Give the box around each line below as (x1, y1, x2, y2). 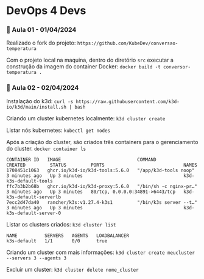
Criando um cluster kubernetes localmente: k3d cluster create (6, 114, 166, 122)
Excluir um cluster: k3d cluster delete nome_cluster (6, 266, 139, 273)
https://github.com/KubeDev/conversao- (77, 40, 178, 46)
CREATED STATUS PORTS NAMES (6, 162, 198, 168)
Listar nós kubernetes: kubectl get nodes (6, 126, 111, 134)
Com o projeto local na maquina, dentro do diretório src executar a (6, 56, 174, 64)
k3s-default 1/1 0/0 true (6, 237, 108, 244)
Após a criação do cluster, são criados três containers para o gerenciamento (6, 138, 199, 145)
